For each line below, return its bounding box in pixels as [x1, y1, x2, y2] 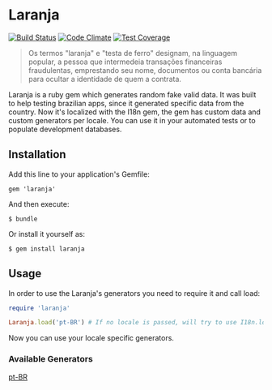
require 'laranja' [8, 304, 70, 312]
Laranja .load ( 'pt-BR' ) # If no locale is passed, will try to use [8, 319, 237, 327]
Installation [8, 148, 66, 161]
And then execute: [8, 199, 70, 208]
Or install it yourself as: [8, 229, 85, 238]
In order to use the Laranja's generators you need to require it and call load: [8, 288, 261, 298]
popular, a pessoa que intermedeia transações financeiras [28, 57, 223, 66]
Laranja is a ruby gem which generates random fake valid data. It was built [8, 89, 257, 99]
